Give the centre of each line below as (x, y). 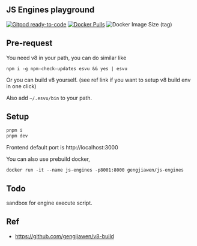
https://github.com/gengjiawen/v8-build (64, 236)
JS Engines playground (50, 10)
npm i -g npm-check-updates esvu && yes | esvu (67, 68)
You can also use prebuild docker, (48, 159)
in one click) (21, 86)
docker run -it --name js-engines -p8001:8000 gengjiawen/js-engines (95, 170)
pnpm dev (17, 136)
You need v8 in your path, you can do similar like (66, 58)
